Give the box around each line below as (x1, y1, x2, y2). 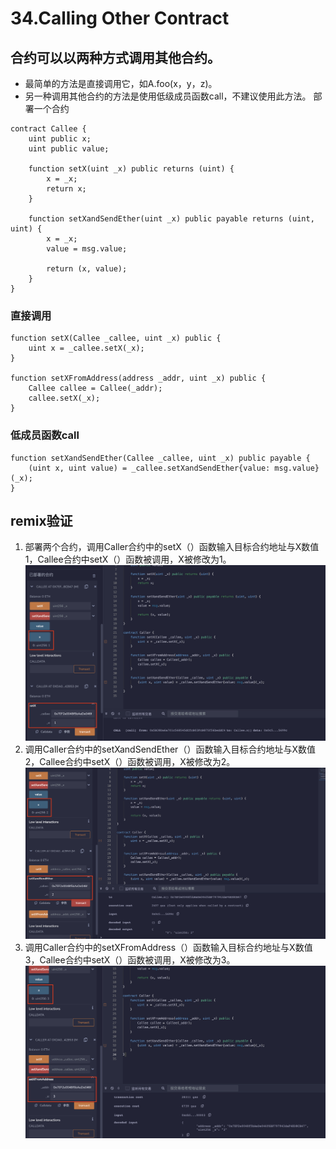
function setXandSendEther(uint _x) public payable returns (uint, (28, 214, 315, 224)
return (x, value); (46, 264, 128, 274)
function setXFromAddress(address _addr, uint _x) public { (10, 373, 267, 384)
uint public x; (28, 134, 92, 144)
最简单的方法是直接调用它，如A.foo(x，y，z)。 (24, 78, 218, 89)
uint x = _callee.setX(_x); (28, 343, 145, 354)
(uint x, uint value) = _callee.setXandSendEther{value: (28, 463, 271, 473)
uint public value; (28, 144, 110, 154)
